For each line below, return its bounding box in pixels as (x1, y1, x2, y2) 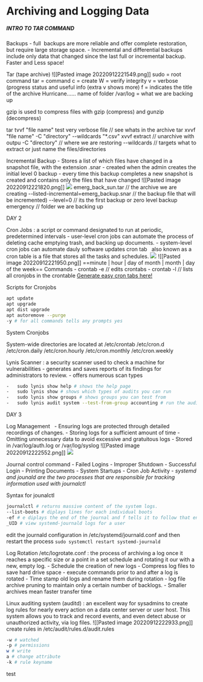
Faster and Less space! (6, 59, 65, 66)
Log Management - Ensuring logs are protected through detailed (6, 423, 170, 430)
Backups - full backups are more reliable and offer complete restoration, (6, 40, 187, 47)
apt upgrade (6, 301, 36, 307)
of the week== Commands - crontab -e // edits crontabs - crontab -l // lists (6, 266, 193, 273)
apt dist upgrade (6, 306, 50, 312)
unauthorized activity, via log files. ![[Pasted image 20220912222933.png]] (6, 619, 193, 626)
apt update (6, 295, 34, 301)
